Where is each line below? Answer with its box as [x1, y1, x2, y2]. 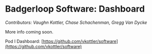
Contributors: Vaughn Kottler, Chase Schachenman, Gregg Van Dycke [5, 19, 148, 25]
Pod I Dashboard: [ [5, 38, 43, 44]
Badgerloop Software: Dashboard [5, 3, 145, 15]
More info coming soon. [5, 29, 54, 35]
